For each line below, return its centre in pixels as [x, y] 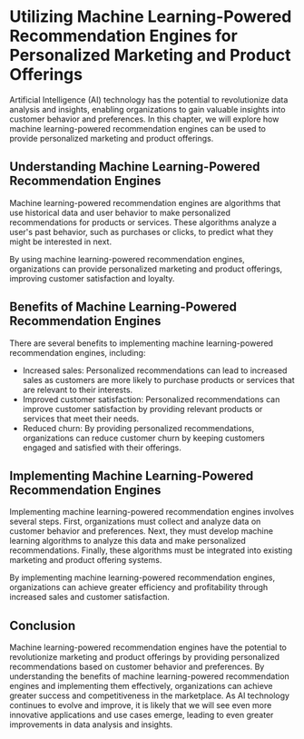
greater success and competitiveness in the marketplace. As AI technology [150, 695]
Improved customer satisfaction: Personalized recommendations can [151, 399]
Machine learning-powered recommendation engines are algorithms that [145, 202]
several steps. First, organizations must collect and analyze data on [135, 522]
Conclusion [43, 625]
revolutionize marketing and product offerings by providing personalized [144, 657]
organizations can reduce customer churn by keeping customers [143, 438]
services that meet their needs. [81, 419]
